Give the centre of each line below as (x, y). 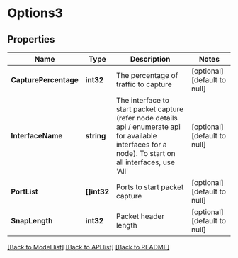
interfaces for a (141, 145)
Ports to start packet (150, 187)
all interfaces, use (146, 162)
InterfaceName (37, 136)
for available (136, 136)
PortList (24, 191)
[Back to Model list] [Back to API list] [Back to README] (89, 247)
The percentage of (147, 75)
